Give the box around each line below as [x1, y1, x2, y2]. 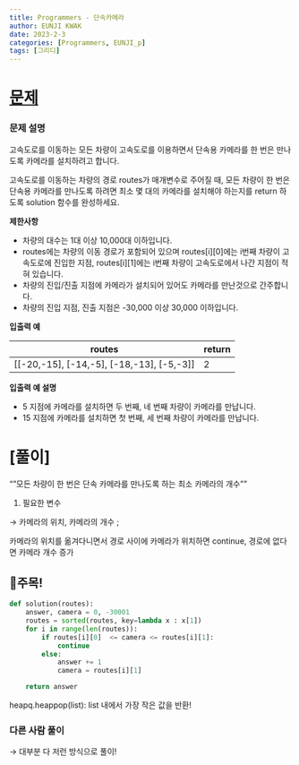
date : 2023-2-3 [9, 30, 66, 39]
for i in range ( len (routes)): [25, 624, 139, 633]
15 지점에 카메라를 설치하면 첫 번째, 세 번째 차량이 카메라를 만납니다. [21, 412, 260, 423]
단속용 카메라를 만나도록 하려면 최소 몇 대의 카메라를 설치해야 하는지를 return [9, 185, 278, 196]
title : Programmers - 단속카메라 [9, 13, 125, 22]
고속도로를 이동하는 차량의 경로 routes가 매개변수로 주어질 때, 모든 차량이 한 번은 [9, 174, 291, 185]
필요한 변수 [21, 497, 62, 508]
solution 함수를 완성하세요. [25, 196, 120, 207]
